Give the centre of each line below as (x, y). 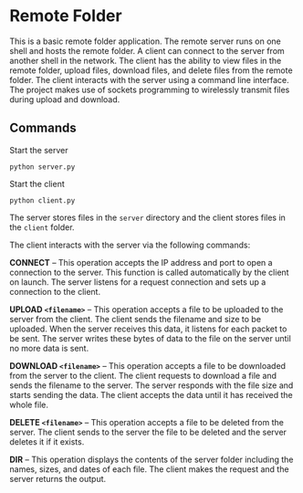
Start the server (39, 150)
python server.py (42, 167)
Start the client (37, 184)
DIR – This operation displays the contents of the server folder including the (151, 459)
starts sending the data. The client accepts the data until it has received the (151, 394)
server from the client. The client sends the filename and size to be (136, 319)
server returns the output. (58, 478)
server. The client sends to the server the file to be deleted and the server (148, 432)
